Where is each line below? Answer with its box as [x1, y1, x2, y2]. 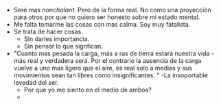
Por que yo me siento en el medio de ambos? [23, 85, 152, 94]
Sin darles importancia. [23, 35, 90, 43]
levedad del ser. [13, 79, 59, 86]
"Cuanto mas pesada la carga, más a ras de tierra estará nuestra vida [13, 49, 210, 57]
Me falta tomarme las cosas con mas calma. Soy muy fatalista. [13, 21, 191, 28]
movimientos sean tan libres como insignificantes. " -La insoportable [13, 71, 208, 79]
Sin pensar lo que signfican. [23, 42, 103, 50]
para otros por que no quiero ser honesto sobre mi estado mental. [13, 13, 200, 21]
